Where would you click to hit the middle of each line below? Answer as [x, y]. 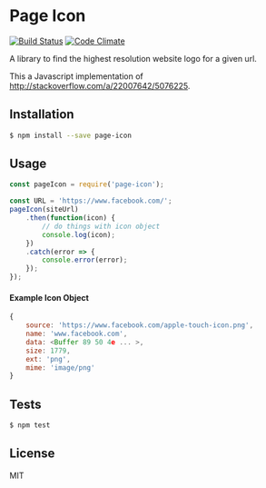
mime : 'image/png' [60, 368]
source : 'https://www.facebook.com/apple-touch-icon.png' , [140, 325]
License [32, 454]
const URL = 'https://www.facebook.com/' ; [91, 201]
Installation [42, 115]
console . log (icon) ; [79, 234]
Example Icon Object [49, 297]
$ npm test [30, 425]
